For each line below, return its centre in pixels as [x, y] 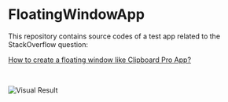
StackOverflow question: [48, 44]
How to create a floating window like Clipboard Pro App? [99, 60]
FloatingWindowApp [77, 15]
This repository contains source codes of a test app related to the [114, 36]
